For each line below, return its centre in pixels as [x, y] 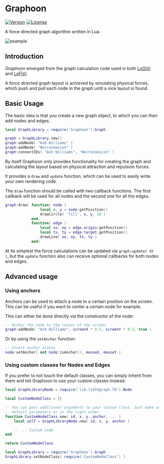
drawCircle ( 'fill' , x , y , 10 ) [73, 214]
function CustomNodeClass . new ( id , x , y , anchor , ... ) [63, 416]
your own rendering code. [31, 181]
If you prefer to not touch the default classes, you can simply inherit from [79, 376]
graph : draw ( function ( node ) [36, 205]
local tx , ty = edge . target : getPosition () [84, 232]
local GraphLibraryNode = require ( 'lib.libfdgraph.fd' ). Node [69, 390]
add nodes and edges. [28, 121]
